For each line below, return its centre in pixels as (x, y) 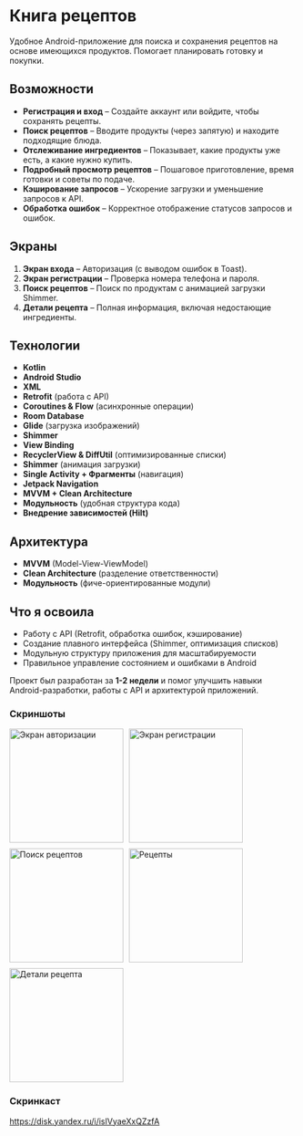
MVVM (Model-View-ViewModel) (85, 564)
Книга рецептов (73, 16)
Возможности (51, 89)
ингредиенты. (50, 317)
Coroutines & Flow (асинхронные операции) (108, 406)
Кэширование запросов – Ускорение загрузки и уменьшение (143, 189)
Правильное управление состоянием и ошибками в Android (140, 663)
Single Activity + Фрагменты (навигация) (103, 474)
